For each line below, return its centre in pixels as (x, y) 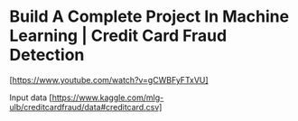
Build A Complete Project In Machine (149, 17)
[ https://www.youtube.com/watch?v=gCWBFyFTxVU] (109, 79)
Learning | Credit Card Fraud (118, 36)
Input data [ (31, 98)
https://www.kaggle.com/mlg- (108, 98)
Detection (47, 55)
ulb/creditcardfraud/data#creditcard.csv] (86, 107)
